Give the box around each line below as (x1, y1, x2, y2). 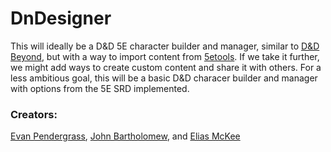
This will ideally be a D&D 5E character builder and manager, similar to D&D (10, 40, 320, 52)
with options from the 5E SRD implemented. (10, 82, 190, 94)
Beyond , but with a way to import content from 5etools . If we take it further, (10, 50, 320, 62)
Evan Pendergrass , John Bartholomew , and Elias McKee (10, 130, 241, 142)
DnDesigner (10, 7, 112, 30)
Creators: (10, 107, 58, 121)
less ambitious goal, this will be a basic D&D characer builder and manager (10, 72, 318, 84)
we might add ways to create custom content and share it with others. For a (10, 61, 322, 73)
